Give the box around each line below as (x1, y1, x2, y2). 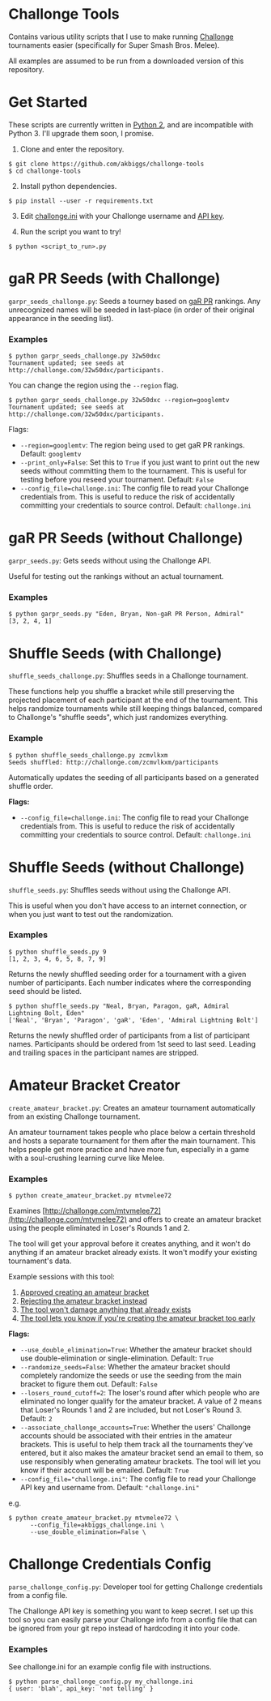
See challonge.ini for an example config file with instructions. (8, 1662, 212, 1672)
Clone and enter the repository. (19, 144, 125, 154)
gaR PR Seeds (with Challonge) (8, 269, 221, 288)
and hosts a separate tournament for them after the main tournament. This (8, 1136, 256, 1146)
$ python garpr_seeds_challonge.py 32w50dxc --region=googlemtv (8, 396, 230, 405)
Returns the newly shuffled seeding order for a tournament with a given (8, 969, 247, 979)
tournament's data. (8, 1256, 72, 1266)
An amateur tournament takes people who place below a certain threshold (8, 1127, 256, 1137)
